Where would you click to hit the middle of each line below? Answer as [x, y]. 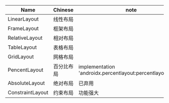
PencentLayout [26, 70]
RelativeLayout [25, 38]
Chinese [63, 10]
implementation [97, 67]
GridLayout [21, 57]
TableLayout [22, 47]
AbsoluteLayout [26, 83]
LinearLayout [23, 19]
